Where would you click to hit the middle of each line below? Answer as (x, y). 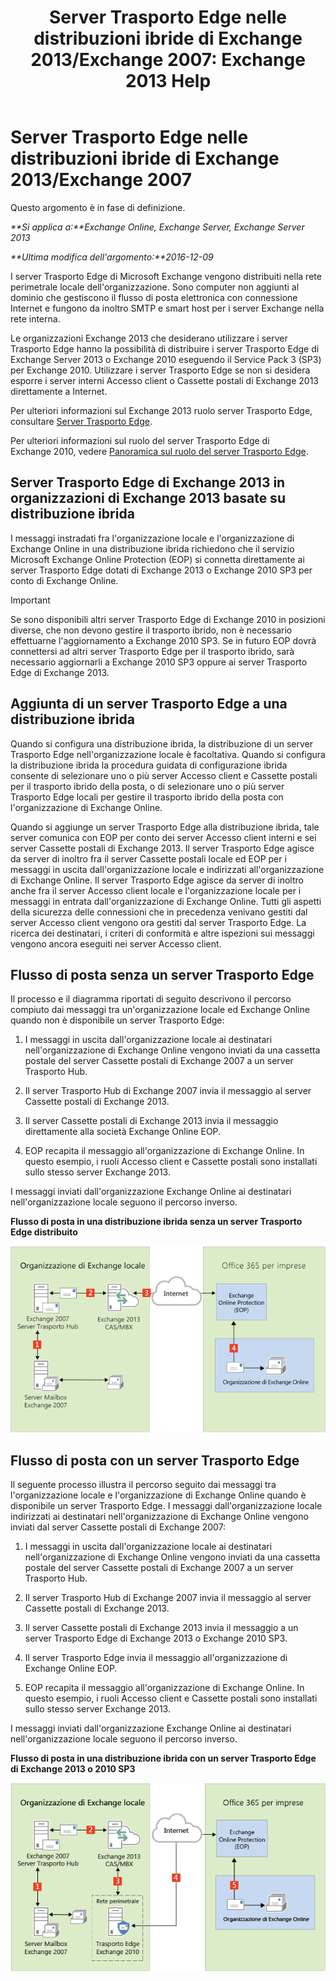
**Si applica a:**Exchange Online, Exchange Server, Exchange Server (157, 227)
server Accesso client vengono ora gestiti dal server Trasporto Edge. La (158, 922)
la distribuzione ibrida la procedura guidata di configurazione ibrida (149, 765)
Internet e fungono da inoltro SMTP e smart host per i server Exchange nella (167, 308)
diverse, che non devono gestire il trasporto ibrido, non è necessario (151, 630)
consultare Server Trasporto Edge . (81, 421)
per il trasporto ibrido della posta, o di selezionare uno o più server (147, 786)
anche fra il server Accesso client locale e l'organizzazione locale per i (156, 890)
